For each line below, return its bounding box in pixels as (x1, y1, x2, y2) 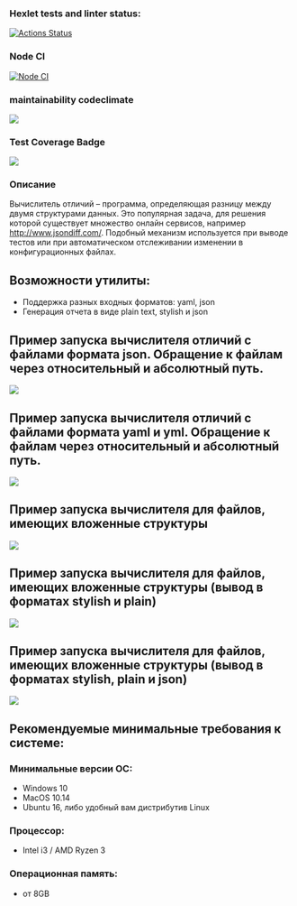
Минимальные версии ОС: (9, 762, 133, 774)
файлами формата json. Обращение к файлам (9, 347, 283, 362)
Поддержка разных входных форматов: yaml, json (22, 297, 216, 308)
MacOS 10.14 (22, 792, 70, 803)
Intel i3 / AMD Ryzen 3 (22, 845, 106, 855)
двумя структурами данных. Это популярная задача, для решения (9, 208, 266, 219)
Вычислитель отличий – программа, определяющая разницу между (9, 199, 272, 209)
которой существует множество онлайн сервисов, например (9, 217, 246, 228)
